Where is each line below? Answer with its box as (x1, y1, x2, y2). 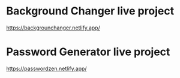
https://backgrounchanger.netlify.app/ (6, 24, 100, 31)
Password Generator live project (6, 45, 170, 59)
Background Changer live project (6, 4, 175, 18)
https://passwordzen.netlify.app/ (6, 65, 87, 72)
